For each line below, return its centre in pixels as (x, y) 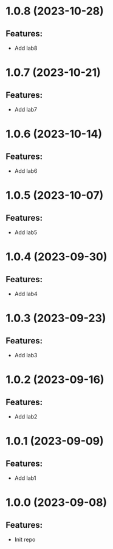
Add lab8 (26, 48)
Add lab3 (26, 355)
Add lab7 (26, 109)
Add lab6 (26, 171)
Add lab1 (25, 478)
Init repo (25, 539)
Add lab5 (26, 232)
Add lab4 (26, 294)
